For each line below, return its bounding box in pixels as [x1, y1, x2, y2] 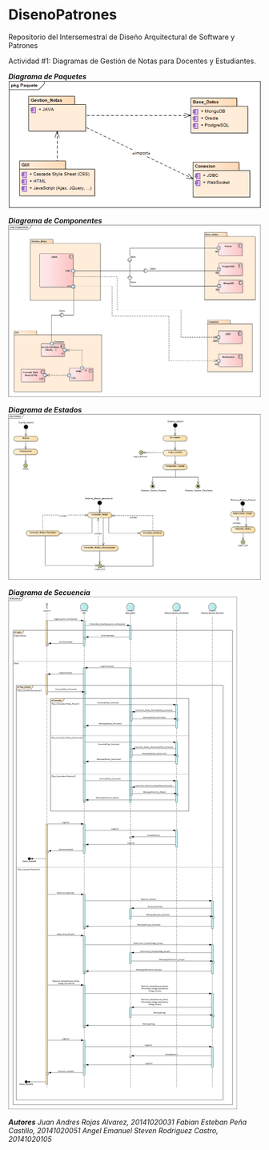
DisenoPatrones [8, 6, 118, 24]
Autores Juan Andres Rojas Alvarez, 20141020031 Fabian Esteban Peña [8, 1117, 247, 1127]
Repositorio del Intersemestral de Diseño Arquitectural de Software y [8, 32, 235, 42]
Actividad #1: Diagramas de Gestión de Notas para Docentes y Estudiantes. [8, 56, 256, 66]
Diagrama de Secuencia [8, 588, 90, 597]
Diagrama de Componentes [8, 216, 102, 226]
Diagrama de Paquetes [8, 71, 86, 81]
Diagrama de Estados [8, 405, 82, 415]
